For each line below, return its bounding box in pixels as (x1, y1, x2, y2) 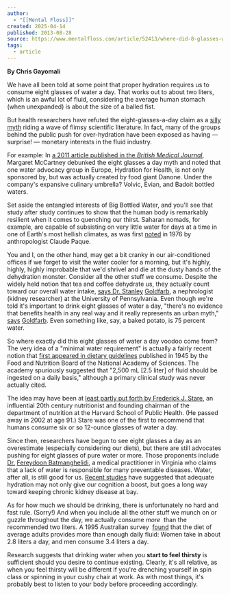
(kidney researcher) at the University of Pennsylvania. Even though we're (7, 294, 214, 302)
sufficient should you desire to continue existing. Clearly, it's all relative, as (7, 558, 218, 566)
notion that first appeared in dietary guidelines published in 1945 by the (7, 351, 209, 359)
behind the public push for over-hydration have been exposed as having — (7, 130, 218, 138)
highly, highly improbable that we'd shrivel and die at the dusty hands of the (7, 265, 221, 273)
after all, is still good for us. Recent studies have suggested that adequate (7, 473, 214, 481)
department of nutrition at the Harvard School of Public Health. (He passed (7, 408, 218, 416)
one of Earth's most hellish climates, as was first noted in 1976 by (7, 229, 192, 238)
